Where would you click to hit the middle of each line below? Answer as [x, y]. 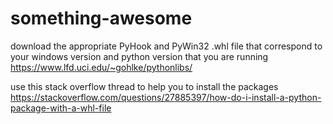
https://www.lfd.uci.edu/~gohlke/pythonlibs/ [101, 67]
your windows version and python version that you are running [139, 56]
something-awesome [101, 18]
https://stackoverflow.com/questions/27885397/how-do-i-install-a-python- [166, 97]
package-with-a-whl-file [61, 108]
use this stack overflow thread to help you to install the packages [144, 86]
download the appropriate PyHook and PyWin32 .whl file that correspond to [166, 46]
